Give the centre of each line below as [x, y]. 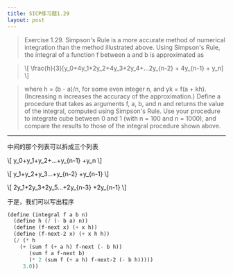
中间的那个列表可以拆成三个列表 [53, 146]
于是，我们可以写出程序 [41, 201]
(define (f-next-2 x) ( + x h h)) [62, 234]
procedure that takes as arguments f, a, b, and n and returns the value [124, 103]
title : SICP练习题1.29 [38, 14]
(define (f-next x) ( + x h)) [55, 227]
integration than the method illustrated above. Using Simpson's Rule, [122, 47]
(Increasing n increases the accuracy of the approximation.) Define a [122, 96]
